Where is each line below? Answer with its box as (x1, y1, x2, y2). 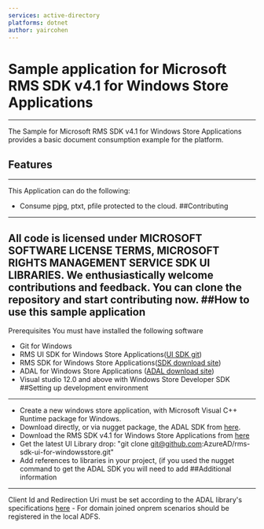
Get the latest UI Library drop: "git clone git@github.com (19, 439, 203, 448)
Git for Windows (19, 341, 72, 351)
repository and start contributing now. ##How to (8, 292, 250, 307)
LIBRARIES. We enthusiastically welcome (8, 268, 214, 281)
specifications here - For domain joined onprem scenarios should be (8, 503, 229, 512)
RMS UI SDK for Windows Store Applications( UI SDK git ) (19, 349, 203, 358)
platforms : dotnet (8, 19, 68, 27)
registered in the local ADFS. (8, 512, 101, 521)
